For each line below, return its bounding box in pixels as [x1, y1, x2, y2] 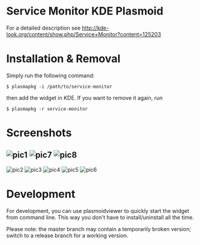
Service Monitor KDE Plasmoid [6, 4, 164, 18]
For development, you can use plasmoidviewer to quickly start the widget [6, 207, 190, 214]
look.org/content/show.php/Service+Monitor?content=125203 [6, 30, 162, 38]
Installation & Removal [6, 52, 121, 66]
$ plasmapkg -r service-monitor [6, 106, 88, 112]
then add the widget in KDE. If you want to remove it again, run [6, 94, 163, 101]
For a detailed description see [6, 24, 81, 31]
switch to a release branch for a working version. [6, 232, 128, 239]
